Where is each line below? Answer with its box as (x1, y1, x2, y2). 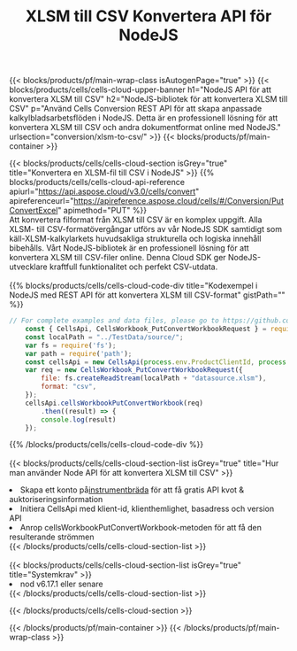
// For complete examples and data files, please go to (9, 316, 219, 325)
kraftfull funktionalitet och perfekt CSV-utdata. (49, 261, 218, 272)
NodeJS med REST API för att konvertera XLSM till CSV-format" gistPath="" (9, 290, 286, 300)
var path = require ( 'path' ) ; (25, 349, 133, 358)
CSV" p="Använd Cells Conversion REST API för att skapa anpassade (9, 104, 263, 114)
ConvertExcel (9, 205, 58, 216)
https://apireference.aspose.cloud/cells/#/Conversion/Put (73, 196, 285, 206)
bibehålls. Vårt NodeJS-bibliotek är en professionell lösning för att (9, 243, 249, 253)
